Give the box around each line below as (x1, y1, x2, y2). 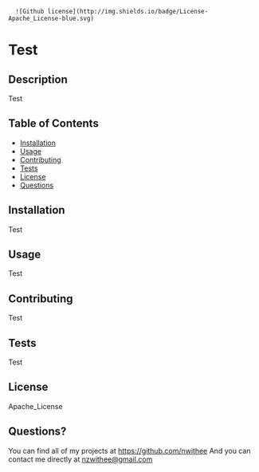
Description (8, 73, 68, 86)
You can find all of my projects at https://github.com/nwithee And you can (8, 446, 251, 455)
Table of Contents (8, 116, 100, 131)
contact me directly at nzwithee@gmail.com (8, 454, 153, 464)
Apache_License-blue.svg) (8, 14, 94, 22)
